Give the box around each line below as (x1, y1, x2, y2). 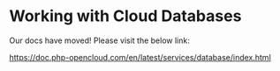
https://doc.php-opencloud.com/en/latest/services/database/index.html (9, 52, 271, 62)
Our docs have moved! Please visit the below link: (9, 35, 190, 46)
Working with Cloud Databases (9, 6, 242, 26)
